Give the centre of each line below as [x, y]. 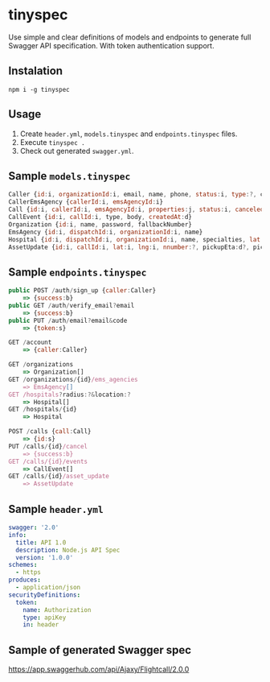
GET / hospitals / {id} [43, 409]
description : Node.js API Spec [68, 550]
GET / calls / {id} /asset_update [59, 477]
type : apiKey [45, 618]
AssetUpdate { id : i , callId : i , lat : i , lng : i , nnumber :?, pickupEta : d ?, [129, 247]
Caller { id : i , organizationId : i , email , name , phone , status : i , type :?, [133, 195]
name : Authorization [57, 610]
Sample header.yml [56, 509]
